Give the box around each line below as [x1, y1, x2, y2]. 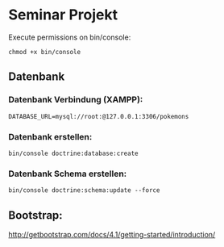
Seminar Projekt [8, 6, 118, 24]
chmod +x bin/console [8, 48, 81, 56]
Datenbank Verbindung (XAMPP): [8, 94, 143, 106]
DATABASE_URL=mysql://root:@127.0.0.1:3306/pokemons [8, 112, 189, 120]
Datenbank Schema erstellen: [8, 168, 127, 179]
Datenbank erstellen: [8, 131, 93, 142]
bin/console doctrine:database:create [8, 149, 139, 157]
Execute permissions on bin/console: [8, 32, 131, 42]
